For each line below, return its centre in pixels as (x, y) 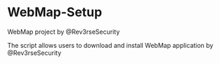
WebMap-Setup (55, 12)
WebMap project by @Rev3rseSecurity (64, 32)
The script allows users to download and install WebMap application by (110, 45)
